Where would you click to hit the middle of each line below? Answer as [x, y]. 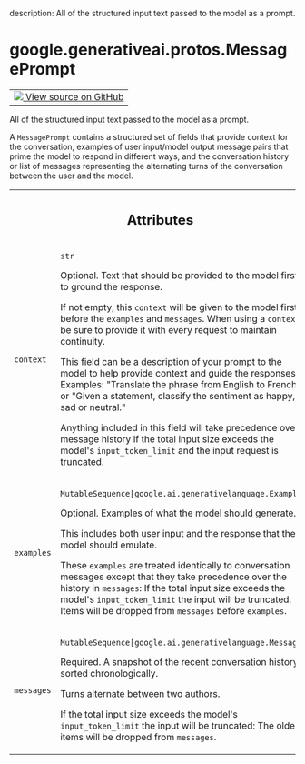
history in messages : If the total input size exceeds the [173, 588]
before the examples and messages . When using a [163, 319]
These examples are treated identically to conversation [175, 566]
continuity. [83, 342]
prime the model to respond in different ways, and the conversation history [149, 156]
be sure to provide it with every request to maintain [168, 330]
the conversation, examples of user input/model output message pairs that [149, 146]
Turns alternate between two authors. [140, 694]
